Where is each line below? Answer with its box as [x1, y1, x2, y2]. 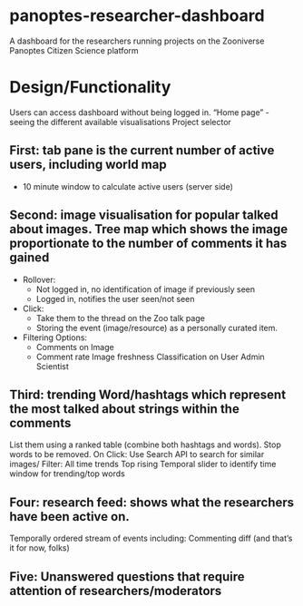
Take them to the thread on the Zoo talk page [35, 312, 206, 323]
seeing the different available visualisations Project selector [9, 116, 231, 127]
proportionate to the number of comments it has [9, 236, 288, 251]
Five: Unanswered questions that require [9, 569, 245, 584]
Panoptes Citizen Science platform [9, 44, 139, 55]
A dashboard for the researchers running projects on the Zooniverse [9, 35, 265, 46]
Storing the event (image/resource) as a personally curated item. [35, 322, 279, 333]
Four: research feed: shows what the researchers [9, 494, 295, 510]
